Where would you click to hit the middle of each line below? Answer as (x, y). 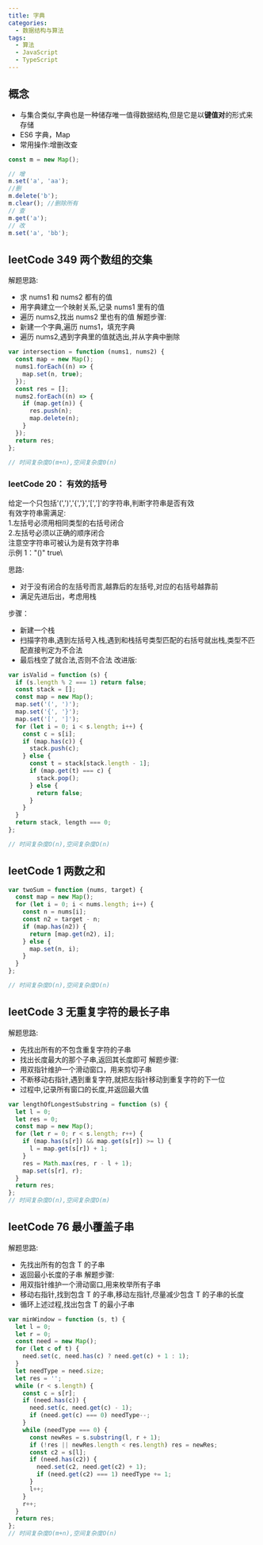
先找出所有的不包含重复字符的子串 (75, 1049)
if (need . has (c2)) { (63, 1460)
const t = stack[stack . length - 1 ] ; (90, 763)
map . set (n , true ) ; (53, 374)
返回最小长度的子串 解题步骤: (67, 1274)
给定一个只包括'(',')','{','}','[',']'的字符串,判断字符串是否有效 (101, 503)
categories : (28, 23)
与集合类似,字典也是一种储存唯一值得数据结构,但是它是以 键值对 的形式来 (136, 114)
